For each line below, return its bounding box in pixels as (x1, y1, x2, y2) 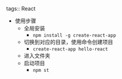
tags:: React (6, 5, 36, 12)
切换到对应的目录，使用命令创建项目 (23, 39, 114, 45)
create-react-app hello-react (32, 46, 108, 52)
